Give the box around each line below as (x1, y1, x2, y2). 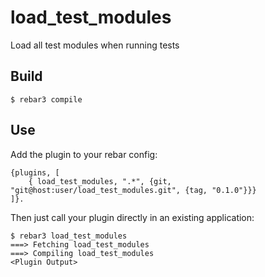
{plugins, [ (10, 167, 60, 178)
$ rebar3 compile (10, 94, 83, 105)
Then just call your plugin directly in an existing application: (10, 211, 255, 223)
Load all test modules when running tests (10, 39, 180, 51)
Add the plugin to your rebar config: (10, 148, 158, 160)
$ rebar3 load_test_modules (10, 231, 128, 241)
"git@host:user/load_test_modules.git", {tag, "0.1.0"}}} (10, 185, 257, 195)
